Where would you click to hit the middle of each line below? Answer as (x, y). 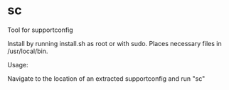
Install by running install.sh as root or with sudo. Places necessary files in (114, 43)
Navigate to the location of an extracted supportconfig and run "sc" (106, 78)
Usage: (18, 64)
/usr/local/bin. (28, 51)
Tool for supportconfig (40, 30)
